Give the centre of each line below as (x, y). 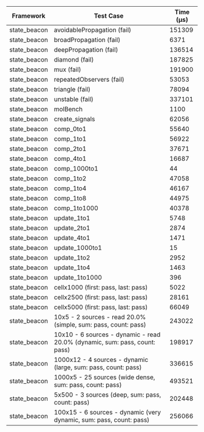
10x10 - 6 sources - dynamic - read (107, 335)
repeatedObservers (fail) (89, 80)
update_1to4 (72, 267)
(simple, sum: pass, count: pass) (100, 324)
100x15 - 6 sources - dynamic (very (107, 412)
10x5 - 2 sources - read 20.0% (100, 317)
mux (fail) (67, 69)
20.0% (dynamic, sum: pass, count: (105, 342)
